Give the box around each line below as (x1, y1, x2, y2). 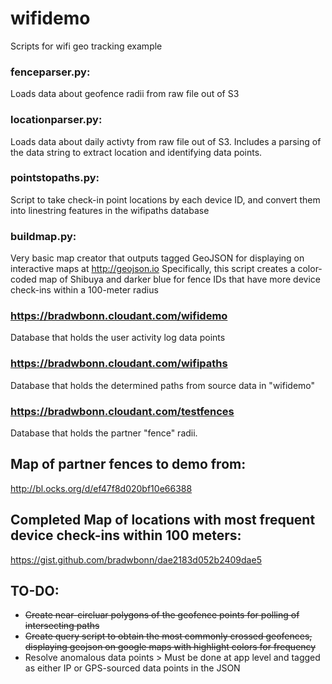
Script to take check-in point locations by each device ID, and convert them (10, 193, 321, 206)
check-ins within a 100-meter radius (10, 284, 159, 296)
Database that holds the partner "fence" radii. (10, 427, 198, 439)
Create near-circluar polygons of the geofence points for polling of (24, 609, 300, 621)
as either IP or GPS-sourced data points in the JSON (24, 662, 241, 674)
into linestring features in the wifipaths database (10, 204, 210, 216)
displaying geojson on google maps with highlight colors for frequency (24, 641, 317, 653)
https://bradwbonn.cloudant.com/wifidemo (10, 309, 228, 323)
